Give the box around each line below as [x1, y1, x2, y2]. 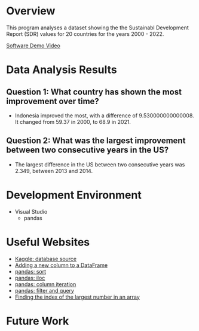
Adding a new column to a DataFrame [14, 262, 108, 269]
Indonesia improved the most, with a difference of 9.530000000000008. [14, 112, 194, 119]
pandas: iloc [14, 274, 45, 281]
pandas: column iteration [14, 280, 76, 288]
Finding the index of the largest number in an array [14, 293, 140, 300]
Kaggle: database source [14, 255, 77, 262]
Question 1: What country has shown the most [6, 87, 182, 97]
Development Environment [6, 188, 142, 202]
